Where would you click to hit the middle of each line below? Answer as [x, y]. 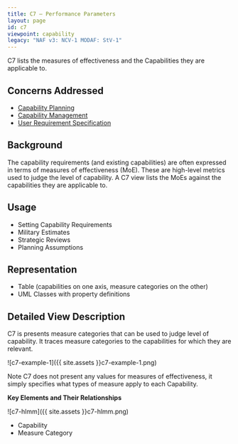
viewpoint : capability [41, 34]
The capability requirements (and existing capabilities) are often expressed [117, 162]
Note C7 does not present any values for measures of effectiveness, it [110, 376]
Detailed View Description [66, 316]
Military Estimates [44, 232]
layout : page [27, 21]
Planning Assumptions [50, 247]
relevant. [20, 349]
